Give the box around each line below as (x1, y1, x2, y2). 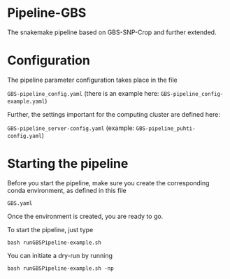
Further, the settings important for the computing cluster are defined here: (7, 110, 220, 118)
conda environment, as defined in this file (7, 186, 127, 194)
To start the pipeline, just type (7, 225, 94, 234)
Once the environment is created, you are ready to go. (7, 212, 164, 220)
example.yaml (7, 98, 45, 105)
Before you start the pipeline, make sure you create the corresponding (7, 178, 210, 187)
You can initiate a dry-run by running (7, 251, 113, 259)
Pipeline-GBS (7, 5, 87, 21)
